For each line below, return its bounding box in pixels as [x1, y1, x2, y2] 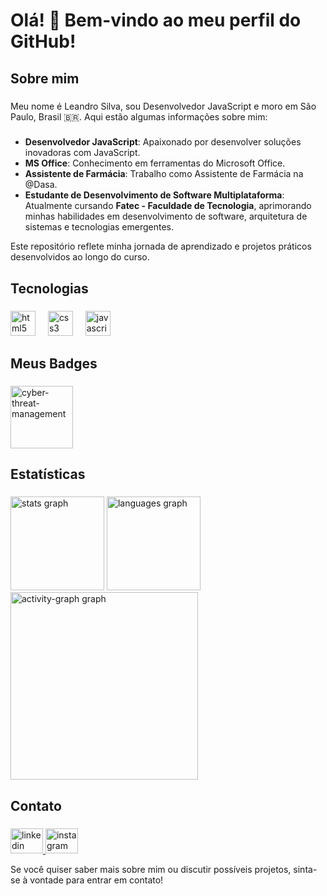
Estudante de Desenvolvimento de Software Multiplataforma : [24, 189, 285, 201]
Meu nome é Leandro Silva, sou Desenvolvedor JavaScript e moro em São [10, 100, 317, 112]
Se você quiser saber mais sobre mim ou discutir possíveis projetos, [10, 863, 292, 875]
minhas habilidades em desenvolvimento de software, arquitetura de [24, 210, 308, 223]
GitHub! [10, 30, 77, 53]
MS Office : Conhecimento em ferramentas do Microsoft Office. [24, 157, 286, 169]
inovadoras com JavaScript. [24, 147, 141, 159]
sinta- [293, 863, 318, 875]
